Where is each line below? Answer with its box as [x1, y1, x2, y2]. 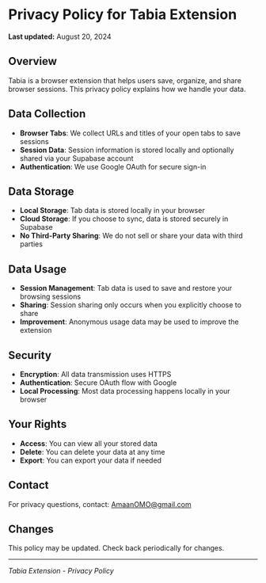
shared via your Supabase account [19, 153, 134, 163]
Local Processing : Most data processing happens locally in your [19, 387, 231, 395]
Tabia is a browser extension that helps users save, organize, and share [8, 75, 241, 85]
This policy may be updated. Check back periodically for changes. [8, 543, 225, 553]
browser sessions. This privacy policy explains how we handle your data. [8, 84, 246, 93]
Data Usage [8, 262, 67, 276]
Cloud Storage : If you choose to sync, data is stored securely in [19, 214, 229, 223]
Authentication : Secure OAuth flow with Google [19, 378, 177, 387]
